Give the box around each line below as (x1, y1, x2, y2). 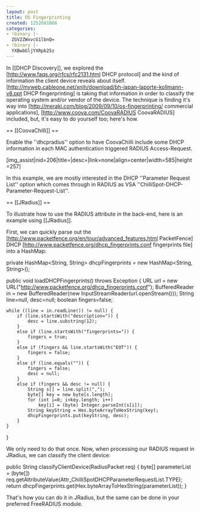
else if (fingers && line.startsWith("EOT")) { (17, 344, 137, 351)
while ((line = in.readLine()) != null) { (6, 307, 113, 313)
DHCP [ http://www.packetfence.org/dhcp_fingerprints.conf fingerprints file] (6, 241, 193, 248)
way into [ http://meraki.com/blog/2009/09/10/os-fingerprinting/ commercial (6, 102, 193, 110)
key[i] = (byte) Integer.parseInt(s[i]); (38, 402, 143, 408)
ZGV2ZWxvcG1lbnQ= (11, 37, 55, 43)
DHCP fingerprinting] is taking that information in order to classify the (23, 89, 194, 96)
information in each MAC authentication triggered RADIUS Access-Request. (6, 144, 193, 152)
